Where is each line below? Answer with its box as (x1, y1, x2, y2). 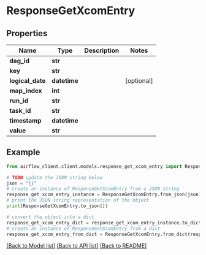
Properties (6, 28, 48, 39)
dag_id (9, 56, 29, 65)
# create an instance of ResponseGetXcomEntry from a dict (6, 225, 161, 232)
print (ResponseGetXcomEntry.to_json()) (6, 203, 109, 209)
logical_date (9, 77, 46, 85)
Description (84, 47, 120, 55)
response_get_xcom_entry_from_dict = (6, 231, 103, 237)
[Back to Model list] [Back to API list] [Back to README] (6, 242, 147, 249)
